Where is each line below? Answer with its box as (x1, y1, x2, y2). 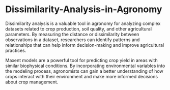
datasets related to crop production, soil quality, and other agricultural (5, 25, 152, 32)
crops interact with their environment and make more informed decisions (5, 73, 158, 79)
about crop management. (5, 79, 59, 85)
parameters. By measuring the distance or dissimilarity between (5, 31, 139, 37)
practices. (5, 47, 26, 53)
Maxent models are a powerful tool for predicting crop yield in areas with (5, 57, 158, 63)
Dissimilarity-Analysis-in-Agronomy (5, 4, 162, 15)
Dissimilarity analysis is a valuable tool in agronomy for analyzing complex (5, 20, 161, 26)
